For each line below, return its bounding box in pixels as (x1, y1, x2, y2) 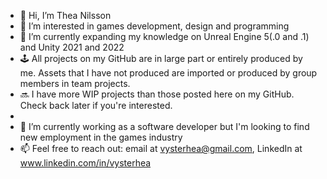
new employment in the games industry (19, 131, 183, 143)
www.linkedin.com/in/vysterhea (19, 157, 152, 169)
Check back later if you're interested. (19, 100, 173, 111)
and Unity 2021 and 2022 (19, 41, 125, 53)
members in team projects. (19, 78, 131, 89)
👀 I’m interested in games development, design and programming (19, 20, 290, 32)
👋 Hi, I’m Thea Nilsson (19, 10, 112, 21)
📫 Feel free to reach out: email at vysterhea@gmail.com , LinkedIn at (19, 143, 303, 154)
